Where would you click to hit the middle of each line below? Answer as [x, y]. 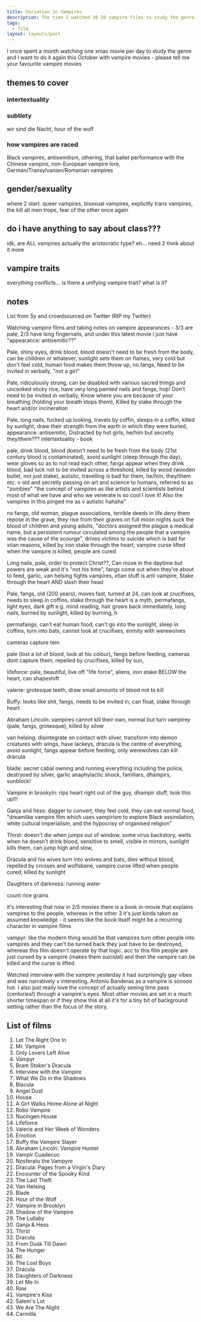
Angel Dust [29, 1091]
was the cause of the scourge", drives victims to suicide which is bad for [96, 539]
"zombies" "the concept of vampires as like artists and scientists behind [96, 489]
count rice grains [28, 895]
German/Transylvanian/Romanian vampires [60, 170]
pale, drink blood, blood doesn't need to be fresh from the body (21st [92, 451]
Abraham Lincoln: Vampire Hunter [57, 1148]
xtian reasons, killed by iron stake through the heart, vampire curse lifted [96, 545]
